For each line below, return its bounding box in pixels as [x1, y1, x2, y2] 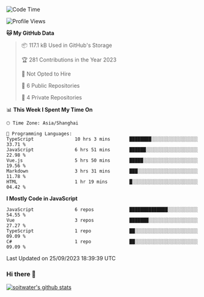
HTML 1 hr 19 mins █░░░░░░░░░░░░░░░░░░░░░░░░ [6, 179, 199, 185]
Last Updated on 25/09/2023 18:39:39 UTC [6, 255, 116, 262]
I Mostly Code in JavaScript [6, 195, 78, 202]
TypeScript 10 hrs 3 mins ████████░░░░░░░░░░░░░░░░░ [6, 136, 199, 142]
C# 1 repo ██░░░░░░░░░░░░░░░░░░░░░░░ [6, 238, 199, 245]
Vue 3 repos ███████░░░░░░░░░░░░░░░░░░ [6, 217, 199, 223]
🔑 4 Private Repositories [21, 94, 82, 101]
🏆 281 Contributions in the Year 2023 [21, 56, 117, 63]
